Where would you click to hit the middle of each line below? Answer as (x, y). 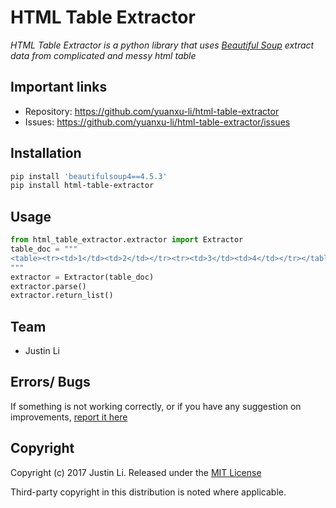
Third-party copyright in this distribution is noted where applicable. (148, 492)
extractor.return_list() (62, 296)
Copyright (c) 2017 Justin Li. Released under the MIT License (136, 472)
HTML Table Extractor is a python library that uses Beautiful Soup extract (162, 45)
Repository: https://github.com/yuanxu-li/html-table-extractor (152, 111)
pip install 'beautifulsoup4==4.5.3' (89, 176)
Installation (46, 153)
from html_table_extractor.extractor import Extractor (127, 240)
